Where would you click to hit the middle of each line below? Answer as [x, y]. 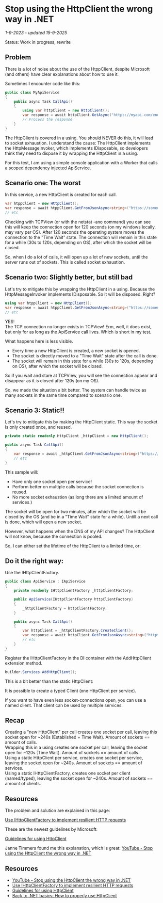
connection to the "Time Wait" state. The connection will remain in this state [81, 237]
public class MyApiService [32, 92]
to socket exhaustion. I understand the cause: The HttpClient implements [78, 143]
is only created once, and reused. [39, 427]
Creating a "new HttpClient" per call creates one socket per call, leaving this [81, 732]
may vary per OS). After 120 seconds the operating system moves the [75, 232]
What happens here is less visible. [39, 341]
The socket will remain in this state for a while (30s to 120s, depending [82, 361]
